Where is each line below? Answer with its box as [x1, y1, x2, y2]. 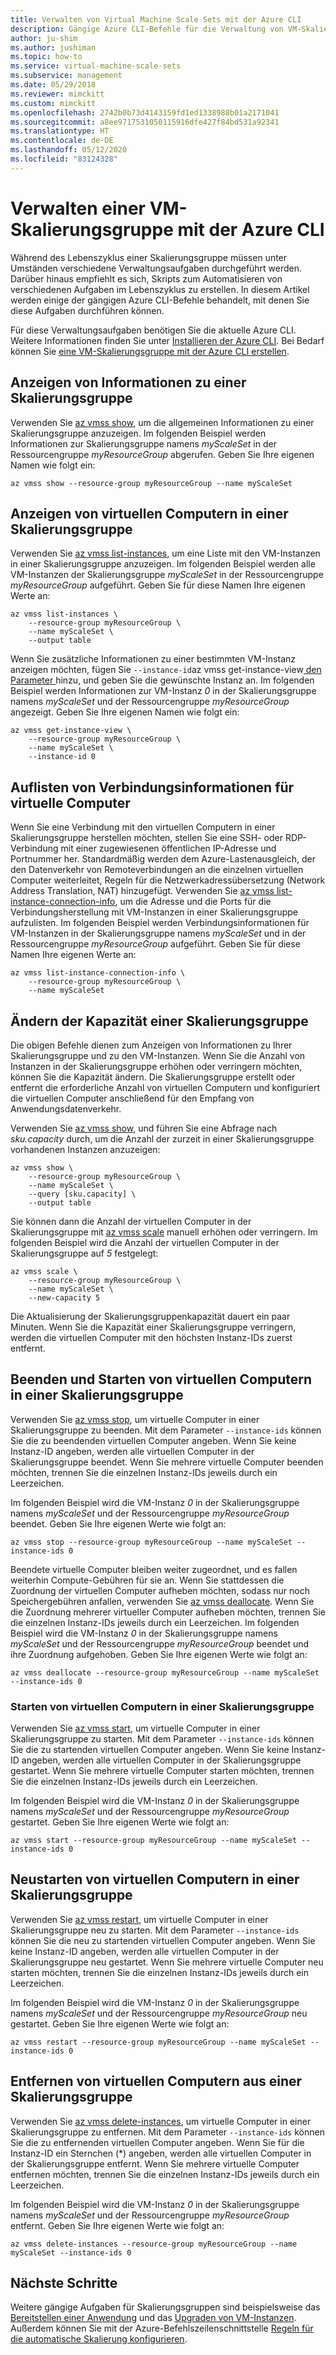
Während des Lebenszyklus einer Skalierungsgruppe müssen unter [10, 251, 288, 263]
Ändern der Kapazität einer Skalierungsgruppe [10, 1012, 309, 1030]
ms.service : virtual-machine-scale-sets [10, 61, 182, 71]
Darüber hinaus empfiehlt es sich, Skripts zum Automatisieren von [10, 272, 283, 285]
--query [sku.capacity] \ [28, 1189, 137, 1199]
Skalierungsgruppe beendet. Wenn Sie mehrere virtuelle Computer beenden [10, 1456, 324, 1468]
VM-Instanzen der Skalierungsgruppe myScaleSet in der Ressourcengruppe [10, 569, 324, 581]
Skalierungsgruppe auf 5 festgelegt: [10, 1247, 159, 1259]
